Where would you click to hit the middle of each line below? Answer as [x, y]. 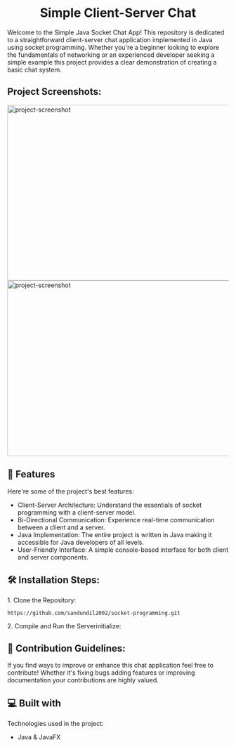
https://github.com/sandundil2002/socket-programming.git [94, 613]
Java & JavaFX [39, 737]
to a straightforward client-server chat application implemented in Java [110, 39]
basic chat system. [34, 70]
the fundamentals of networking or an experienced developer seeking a [111, 55]
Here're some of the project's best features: [71, 491]
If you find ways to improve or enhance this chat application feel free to [111, 666]
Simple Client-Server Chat [118, 13]
